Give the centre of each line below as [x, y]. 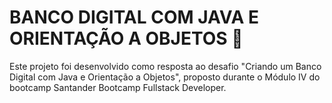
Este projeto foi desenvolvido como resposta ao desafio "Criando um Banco [165, 66]
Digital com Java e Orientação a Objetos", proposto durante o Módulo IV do [165, 77]
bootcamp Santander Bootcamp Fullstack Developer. [118, 87]
